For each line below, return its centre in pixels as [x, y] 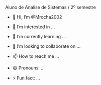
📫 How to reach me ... [36, 56]
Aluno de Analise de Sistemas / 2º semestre [51, 7]
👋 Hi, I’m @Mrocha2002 [37, 17]
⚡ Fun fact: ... [26, 78]
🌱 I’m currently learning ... [39, 36]
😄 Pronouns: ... [29, 68]
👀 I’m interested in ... [34, 27]
